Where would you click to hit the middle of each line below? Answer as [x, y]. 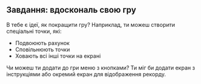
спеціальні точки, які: [34, 31]
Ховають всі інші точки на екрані [58, 56]
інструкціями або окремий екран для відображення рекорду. [86, 74]
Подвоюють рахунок [42, 43]
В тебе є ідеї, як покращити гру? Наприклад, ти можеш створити [91, 24]
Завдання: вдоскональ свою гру [71, 10]
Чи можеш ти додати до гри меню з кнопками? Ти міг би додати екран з [101, 68]
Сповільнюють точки [42, 49]
